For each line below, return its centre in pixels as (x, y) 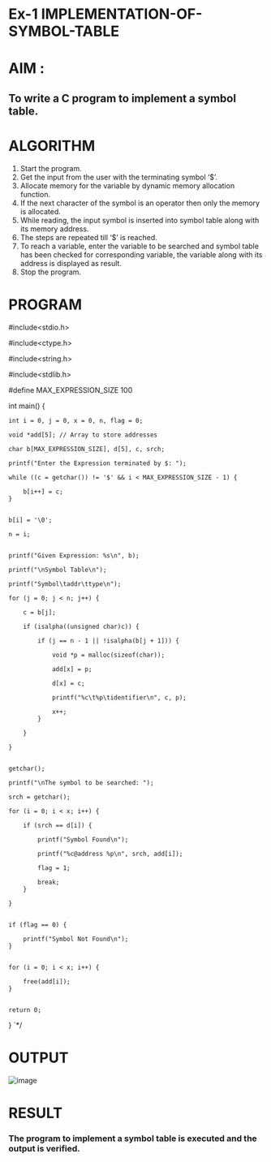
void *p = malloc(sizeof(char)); (108, 655)
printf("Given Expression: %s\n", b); (74, 555)
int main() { (27, 406)
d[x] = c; (68, 683)
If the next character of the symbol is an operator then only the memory (140, 203)
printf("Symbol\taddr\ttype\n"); (65, 584)
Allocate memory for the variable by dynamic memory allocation (127, 185)
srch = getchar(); (39, 797)
